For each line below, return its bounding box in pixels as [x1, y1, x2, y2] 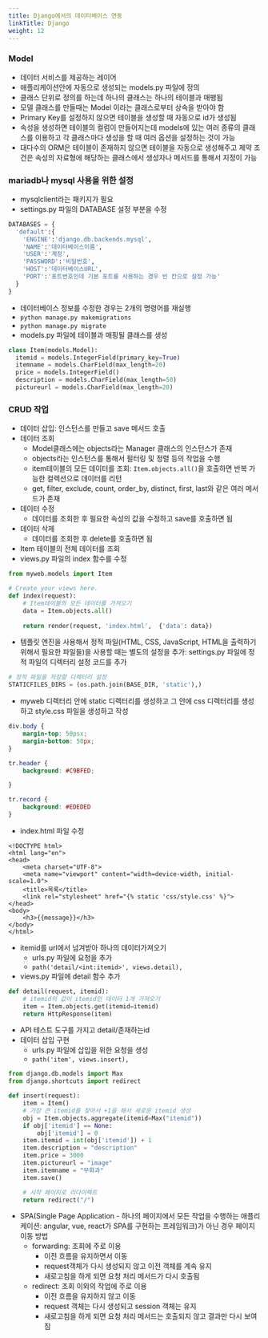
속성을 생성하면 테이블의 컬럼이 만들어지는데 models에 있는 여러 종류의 [19, 122, 242, 132]
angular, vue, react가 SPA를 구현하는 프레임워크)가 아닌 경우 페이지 [43, 1221, 256, 1231]
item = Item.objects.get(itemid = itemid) [22, 1002, 159, 1011]
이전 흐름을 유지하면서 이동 [43, 1251, 128, 1261]
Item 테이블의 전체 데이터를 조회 [19, 544, 120, 553]
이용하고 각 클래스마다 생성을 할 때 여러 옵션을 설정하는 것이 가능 [34, 132, 236, 142]
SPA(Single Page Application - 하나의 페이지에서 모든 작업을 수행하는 [19, 1211, 239, 1221]
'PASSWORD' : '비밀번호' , [22, 257, 95, 266]
